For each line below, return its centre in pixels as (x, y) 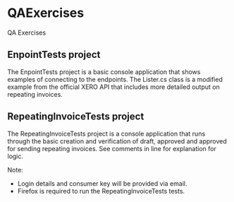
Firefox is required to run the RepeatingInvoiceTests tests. (101, 191)
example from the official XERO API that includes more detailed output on (113, 87)
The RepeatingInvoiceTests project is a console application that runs (106, 133)
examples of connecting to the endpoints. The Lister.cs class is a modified (115, 79)
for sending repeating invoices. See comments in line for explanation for (112, 148)
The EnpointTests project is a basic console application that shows (104, 71)
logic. (15, 156)
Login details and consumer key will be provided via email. (102, 183)
